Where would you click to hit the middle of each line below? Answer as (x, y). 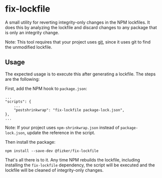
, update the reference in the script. (60, 133)
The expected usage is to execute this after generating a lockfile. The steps (81, 74)
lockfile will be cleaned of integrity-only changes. (54, 170)
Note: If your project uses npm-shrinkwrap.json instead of (62, 127)
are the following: (22, 79)
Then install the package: (30, 142)
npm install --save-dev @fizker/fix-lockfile (52, 151)
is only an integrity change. (32, 32)
